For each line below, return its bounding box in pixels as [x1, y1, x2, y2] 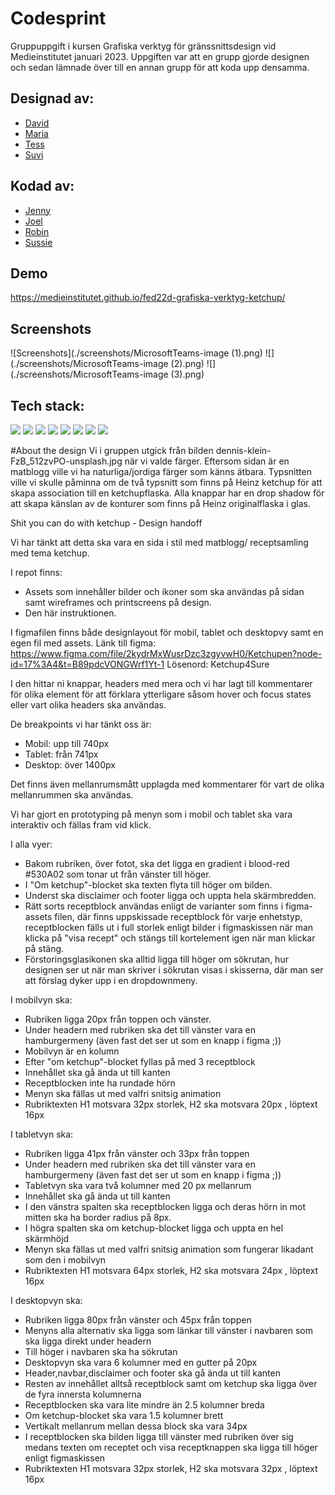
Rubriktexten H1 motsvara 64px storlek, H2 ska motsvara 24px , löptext [24, 1265, 319, 1276]
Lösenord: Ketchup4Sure [166, 658, 270, 670]
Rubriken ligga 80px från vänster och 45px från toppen [24, 1314, 252, 1326]
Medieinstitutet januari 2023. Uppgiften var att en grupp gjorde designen [10, 50, 310, 62]
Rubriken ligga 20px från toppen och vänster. [24, 1013, 212, 1025]
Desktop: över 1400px [24, 759, 116, 771]
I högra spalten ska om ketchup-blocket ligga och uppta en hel [24, 1222, 284, 1234]
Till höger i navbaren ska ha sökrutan [24, 1346, 178, 1357]
